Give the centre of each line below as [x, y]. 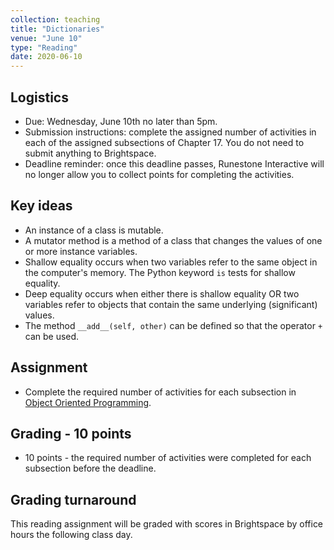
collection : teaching [55, 19]
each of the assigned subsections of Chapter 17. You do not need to [164, 142]
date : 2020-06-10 [46, 57]
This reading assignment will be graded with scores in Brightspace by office [167, 524]
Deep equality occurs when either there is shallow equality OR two [162, 293]
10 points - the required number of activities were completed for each [168, 458]
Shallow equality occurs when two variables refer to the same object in [171, 262]
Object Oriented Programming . [88, 402]
